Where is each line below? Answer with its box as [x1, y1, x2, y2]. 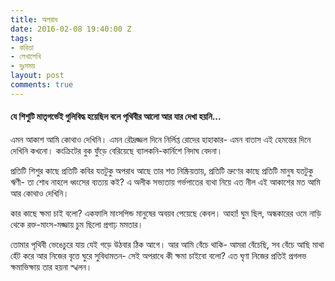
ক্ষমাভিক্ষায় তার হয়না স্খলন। [10, 261, 93, 273]
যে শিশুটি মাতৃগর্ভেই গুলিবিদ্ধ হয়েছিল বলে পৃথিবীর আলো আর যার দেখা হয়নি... [10, 111, 222, 123]
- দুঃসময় [10, 61, 36, 71]
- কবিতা [10, 42, 34, 53]
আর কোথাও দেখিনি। [10, 187, 70, 199]
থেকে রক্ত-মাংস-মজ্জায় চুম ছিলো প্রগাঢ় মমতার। [10, 218, 144, 230]
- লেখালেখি [10, 52, 42, 62]
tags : [10, 33, 33, 43]
